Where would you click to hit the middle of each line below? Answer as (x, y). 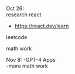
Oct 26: (15, 8)
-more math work (27, 66)
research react (24, 15)
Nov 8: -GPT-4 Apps (31, 60)
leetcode (17, 37)
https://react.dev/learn (42, 26)
